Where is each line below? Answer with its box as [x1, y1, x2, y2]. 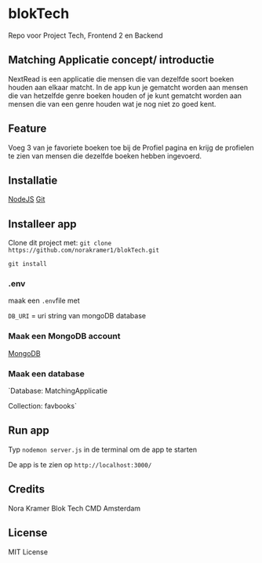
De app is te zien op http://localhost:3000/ [8, 459, 152, 469]
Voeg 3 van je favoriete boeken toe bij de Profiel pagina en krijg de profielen [8, 143, 254, 152]
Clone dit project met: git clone [8, 238, 112, 248]
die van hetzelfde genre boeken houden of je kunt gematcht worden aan [8, 91, 242, 100]
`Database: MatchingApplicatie [8, 386, 108, 396]
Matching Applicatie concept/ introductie [8, 53, 214, 67]
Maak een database [8, 368, 85, 379]
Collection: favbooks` [8, 401, 77, 411]
